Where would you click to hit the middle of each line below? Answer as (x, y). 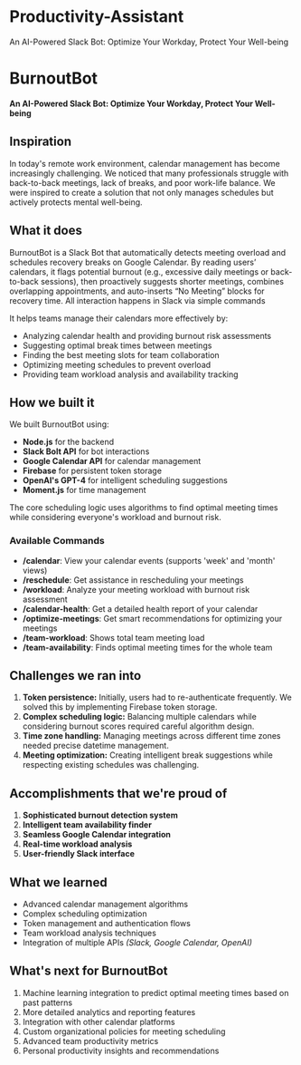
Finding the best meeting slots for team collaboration (121, 354)
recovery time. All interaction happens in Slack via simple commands (137, 300)
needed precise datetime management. (95, 746)
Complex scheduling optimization (85, 914)
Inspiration (41, 142)
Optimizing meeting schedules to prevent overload (117, 364)
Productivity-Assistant (97, 17)
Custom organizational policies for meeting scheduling (124, 1031)
